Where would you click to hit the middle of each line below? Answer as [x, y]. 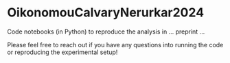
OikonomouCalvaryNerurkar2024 [106, 13]
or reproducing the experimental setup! [62, 52]
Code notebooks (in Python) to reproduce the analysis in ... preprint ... [106, 32]
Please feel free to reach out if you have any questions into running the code [115, 45]
